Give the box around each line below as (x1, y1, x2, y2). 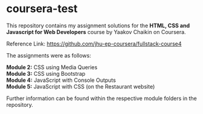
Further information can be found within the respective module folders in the (6, 95, 197, 102)
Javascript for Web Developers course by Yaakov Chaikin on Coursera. (6, 28, 186, 35)
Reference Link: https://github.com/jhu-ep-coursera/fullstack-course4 (6, 40, 182, 47)
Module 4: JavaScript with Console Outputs (6, 76, 116, 84)
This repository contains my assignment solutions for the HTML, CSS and (6, 22, 190, 29)
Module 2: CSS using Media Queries (6, 63, 98, 71)
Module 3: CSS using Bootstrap (6, 70, 86, 77)
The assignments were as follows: (6, 52, 92, 59)
